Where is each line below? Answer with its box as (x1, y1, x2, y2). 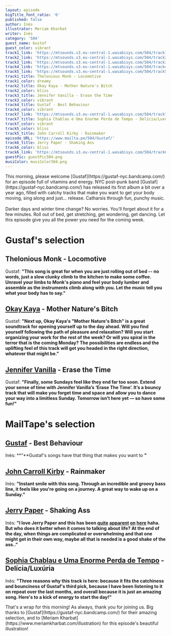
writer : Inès (5, 31, 33, 36)
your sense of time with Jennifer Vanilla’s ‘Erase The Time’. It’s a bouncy (5, 385, 161, 391)
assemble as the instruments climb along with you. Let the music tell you (5, 284, 162, 291)
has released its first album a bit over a (83, 184, 165, 190)
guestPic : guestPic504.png (5, 155, 63, 160)
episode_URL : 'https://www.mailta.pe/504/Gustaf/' (5, 136, 115, 141)
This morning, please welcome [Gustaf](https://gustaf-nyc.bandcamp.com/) (5, 173, 165, 179)
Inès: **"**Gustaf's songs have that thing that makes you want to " (5, 452, 147, 459)
